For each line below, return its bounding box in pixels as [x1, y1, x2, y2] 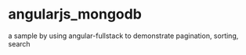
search [8, 39, 31, 48]
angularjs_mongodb [8, 5, 143, 23]
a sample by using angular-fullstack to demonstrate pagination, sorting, [8, 31, 239, 40]
